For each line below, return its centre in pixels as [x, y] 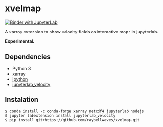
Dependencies [28, 57]
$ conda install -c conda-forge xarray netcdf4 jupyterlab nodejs [75, 111]
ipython [20, 79]
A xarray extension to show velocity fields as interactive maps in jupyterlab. [82, 32]
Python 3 [21, 68]
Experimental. [20, 41]
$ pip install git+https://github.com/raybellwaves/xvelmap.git [72, 120]
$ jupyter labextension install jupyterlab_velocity [60, 115]
